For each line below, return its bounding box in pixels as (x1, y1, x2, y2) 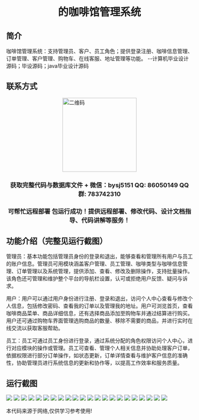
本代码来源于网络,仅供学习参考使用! (6, 408, 93, 415)
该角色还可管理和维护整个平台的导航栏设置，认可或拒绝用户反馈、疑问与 (6, 275, 182, 282)
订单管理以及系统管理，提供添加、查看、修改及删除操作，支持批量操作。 (16, 267, 193, 275)
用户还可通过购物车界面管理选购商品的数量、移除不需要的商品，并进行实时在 (6, 317, 193, 324)
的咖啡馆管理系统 (57, 5, 141, 19)
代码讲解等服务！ (81, 216, 130, 224)
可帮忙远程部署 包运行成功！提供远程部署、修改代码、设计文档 (8, 207, 185, 215)
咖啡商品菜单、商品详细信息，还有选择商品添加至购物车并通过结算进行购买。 (6, 310, 193, 317)
